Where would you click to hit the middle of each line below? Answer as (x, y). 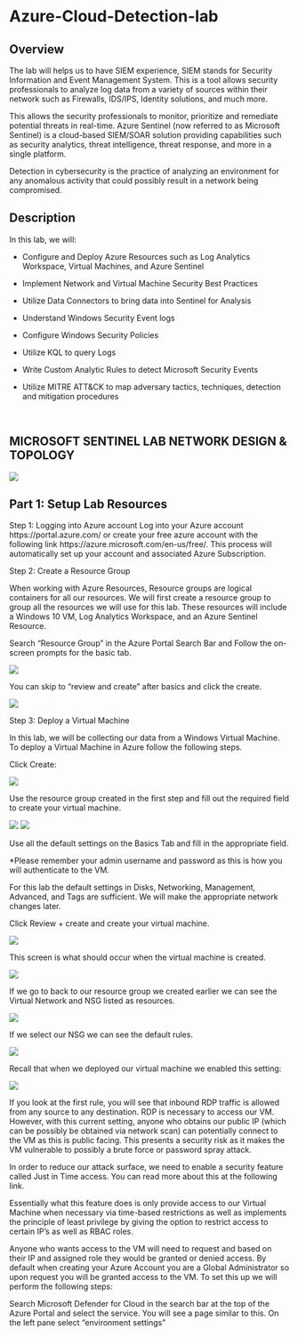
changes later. (35, 906)
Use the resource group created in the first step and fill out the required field (149, 799)
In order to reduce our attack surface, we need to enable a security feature (146, 1167)
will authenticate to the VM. (59, 870)
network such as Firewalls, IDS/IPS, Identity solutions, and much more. (139, 99)
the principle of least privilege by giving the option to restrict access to (139, 1222)
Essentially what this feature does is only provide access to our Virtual (138, 1204)
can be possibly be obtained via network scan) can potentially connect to (144, 1131)
